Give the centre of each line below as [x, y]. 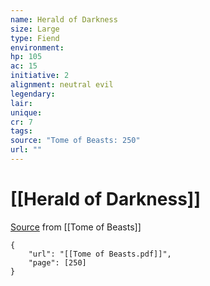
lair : [21, 103]
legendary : [33, 94]
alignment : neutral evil [62, 85]
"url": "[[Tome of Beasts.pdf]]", [100, 254]
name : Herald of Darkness [64, 19]
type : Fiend [35, 38]
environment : [37, 47]
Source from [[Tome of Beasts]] [76, 227]
